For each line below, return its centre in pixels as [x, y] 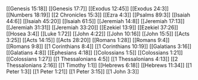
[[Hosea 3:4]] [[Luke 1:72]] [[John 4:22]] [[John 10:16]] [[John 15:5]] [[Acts [98, 34]
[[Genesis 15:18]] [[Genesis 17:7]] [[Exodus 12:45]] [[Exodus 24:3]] [87, 9]
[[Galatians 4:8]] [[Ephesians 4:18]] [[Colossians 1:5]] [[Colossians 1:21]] [95, 52]
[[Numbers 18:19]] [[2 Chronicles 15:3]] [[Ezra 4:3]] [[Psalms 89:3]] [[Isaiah [98, 15]
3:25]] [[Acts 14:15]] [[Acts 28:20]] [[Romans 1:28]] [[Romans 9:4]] [88, 40]
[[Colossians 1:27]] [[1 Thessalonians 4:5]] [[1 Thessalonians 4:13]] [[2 [92, 59]
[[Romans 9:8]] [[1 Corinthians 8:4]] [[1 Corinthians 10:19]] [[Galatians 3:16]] [99, 46]
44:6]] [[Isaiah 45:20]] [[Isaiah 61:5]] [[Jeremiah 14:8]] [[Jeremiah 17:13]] [95, 21]
